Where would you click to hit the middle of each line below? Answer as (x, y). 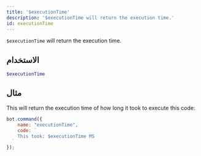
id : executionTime (30, 23)
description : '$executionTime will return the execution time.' (90, 18)
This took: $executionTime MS (56, 136)
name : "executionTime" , (48, 125)
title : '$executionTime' (38, 12)
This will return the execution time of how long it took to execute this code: (101, 108)
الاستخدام (23, 60)
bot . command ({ (25, 119)
